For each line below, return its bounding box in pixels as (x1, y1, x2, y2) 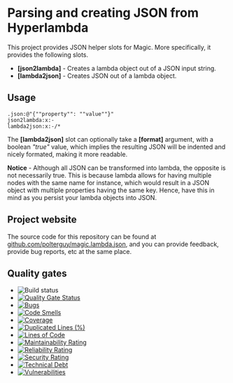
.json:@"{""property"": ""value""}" (7, 110, 114, 117)
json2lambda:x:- (7, 116, 55, 123)
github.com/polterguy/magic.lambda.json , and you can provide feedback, (7, 240, 219, 248)
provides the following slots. (7, 51, 89, 59)
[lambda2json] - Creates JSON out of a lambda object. (17, 72, 177, 80)
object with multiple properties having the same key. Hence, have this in (7, 186, 215, 194)
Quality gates (7, 267, 67, 279)
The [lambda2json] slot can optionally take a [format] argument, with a (7, 135, 213, 143)
